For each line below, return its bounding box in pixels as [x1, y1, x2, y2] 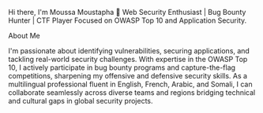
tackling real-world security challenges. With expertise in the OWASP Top [8, 55, 248, 64]
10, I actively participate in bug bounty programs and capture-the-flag [8, 63, 235, 72]
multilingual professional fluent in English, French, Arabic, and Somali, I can [8, 79, 253, 89]
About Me [8, 31, 41, 40]
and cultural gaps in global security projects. [8, 97, 153, 105]
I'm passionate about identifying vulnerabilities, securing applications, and [8, 46, 250, 55]
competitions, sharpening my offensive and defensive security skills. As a [8, 71, 247, 80]
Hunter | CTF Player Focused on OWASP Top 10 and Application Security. [8, 16, 247, 25]
